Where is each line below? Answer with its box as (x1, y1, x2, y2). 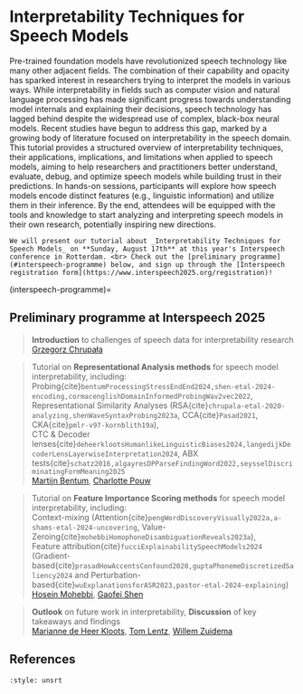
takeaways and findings (31, 615, 120, 626)
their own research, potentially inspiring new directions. (9, 219, 217, 230)
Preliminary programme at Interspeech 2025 (9, 310, 266, 326)
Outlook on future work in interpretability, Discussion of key (31, 606, 257, 617)
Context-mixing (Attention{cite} (31, 511, 149, 522)
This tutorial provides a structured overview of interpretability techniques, (9, 142, 284, 153)
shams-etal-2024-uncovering (31, 523, 137, 532)
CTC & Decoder (31, 428, 90, 440)
